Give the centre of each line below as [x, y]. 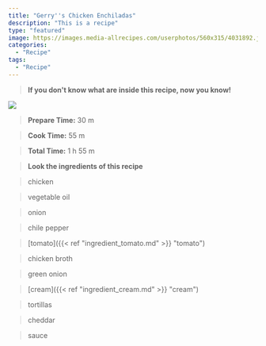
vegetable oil [49, 197]
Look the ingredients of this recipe [85, 166]
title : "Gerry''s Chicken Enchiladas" [72, 15]
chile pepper [48, 228]
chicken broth [50, 258]
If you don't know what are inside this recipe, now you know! [129, 90]
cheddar [41, 320]
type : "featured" [37, 30]
